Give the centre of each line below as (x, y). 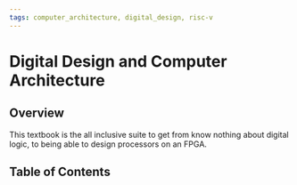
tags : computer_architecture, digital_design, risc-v (111, 17)
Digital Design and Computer (118, 61)
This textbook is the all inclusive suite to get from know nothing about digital (149, 134)
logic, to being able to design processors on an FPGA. (108, 144)
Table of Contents (60, 172)
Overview (37, 113)
